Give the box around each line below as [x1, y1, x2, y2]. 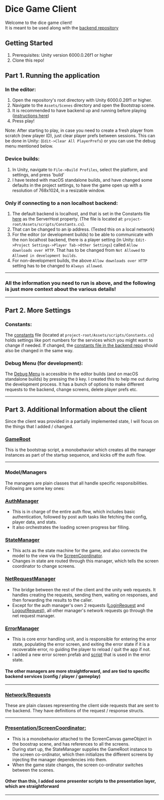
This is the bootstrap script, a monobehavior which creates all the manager [5, 447, 156, 453]
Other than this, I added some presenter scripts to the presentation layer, [5, 778, 156, 784]
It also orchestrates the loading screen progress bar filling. [12, 524, 130, 530]
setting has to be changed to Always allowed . [12, 263, 103, 269]
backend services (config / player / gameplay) [5, 673, 101, 679]
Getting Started [5, 39, 53, 48]
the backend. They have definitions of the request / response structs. [5, 708, 144, 714]
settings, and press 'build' [12, 171, 64, 177]
